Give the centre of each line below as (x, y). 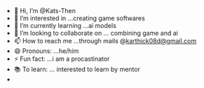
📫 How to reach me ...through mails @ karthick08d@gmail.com (105, 41)
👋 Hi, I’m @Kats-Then (45, 11)
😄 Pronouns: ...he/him (46, 51)
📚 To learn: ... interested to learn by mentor (77, 69)
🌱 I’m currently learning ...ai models (65, 25)
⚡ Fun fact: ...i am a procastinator (62, 59)
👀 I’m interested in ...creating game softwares (79, 18)
